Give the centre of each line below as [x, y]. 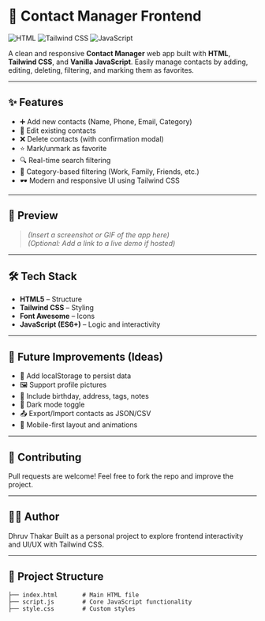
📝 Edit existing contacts [58, 131]
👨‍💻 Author [34, 517]
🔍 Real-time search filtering [65, 160]
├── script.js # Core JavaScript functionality [100, 602]
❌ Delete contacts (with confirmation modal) [91, 138]
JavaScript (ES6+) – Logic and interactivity [90, 324]
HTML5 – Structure [51, 299]
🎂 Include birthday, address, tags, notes [84, 396]
